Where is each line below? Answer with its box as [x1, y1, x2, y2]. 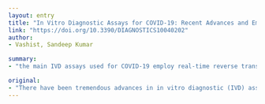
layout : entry [8, 11, 55, 20]
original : [8, 76, 41, 84]
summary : [8, 55, 37, 63]
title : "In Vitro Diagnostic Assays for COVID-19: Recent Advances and [8, 19, 248, 27]
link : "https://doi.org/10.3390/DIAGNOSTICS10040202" [8, 26, 189, 34]
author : [8, 33, 34, 42]
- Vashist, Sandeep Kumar [8, 41, 93, 49]
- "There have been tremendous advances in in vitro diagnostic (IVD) [8, 84, 245, 91]
